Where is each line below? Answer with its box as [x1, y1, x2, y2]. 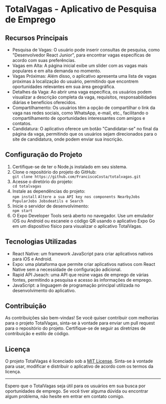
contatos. [12, 120, 32, 126]
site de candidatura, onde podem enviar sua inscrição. [12, 136, 124, 142]
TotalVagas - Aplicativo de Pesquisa [5, 3, 157, 15]
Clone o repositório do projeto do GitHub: [12, 169, 97, 175]
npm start [12, 208, 33, 213]
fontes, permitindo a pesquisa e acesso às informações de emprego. [12, 277, 153, 283]
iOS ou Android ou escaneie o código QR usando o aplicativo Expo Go [12, 218, 155, 224]
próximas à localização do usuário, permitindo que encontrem [12, 78, 139, 84]
